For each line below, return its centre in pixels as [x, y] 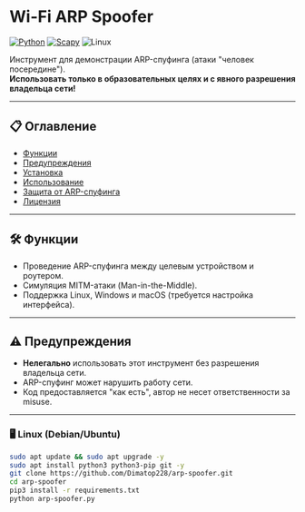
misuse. [37, 402]
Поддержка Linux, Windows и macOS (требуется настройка [138, 295]
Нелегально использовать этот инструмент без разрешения [141, 363]
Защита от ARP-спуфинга [71, 192]
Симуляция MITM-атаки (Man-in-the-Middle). [110, 285]
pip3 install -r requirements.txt [75, 491]
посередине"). [38, 69]
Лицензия [42, 201]
